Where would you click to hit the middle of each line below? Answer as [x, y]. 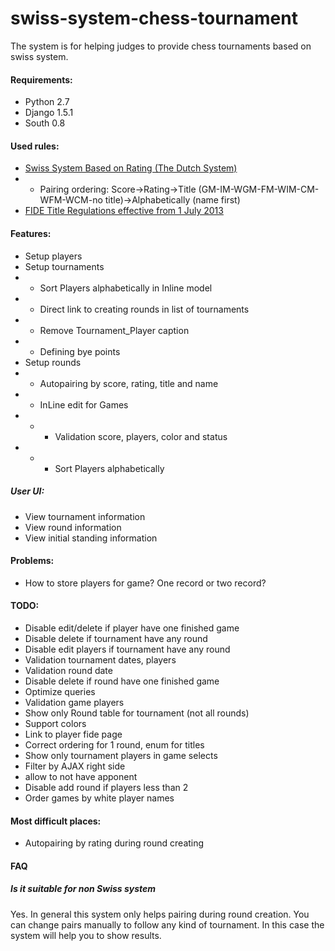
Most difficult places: [56, 821]
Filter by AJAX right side [75, 766]
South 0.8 [45, 123]
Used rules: [35, 146]
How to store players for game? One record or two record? [145, 583]
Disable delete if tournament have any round [116, 638]
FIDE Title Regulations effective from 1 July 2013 [124, 211]
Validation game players [74, 702]
